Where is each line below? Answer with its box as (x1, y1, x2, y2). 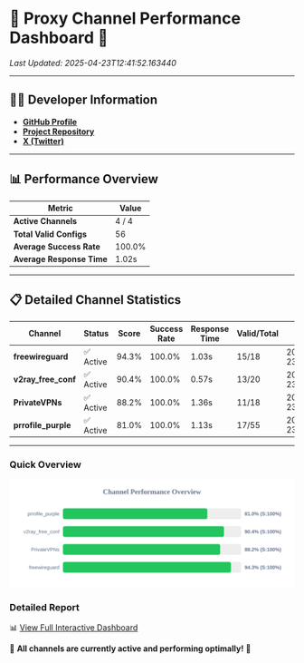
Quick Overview (9, 458, 81, 471)
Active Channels (13, 216, 78, 227)
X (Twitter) (22, 135, 65, 146)
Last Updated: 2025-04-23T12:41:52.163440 (9, 57, 176, 68)
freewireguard (13, 351, 69, 362)
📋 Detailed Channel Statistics (9, 292, 182, 307)
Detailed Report (9, 600, 80, 613)
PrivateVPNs (13, 396, 62, 407)
